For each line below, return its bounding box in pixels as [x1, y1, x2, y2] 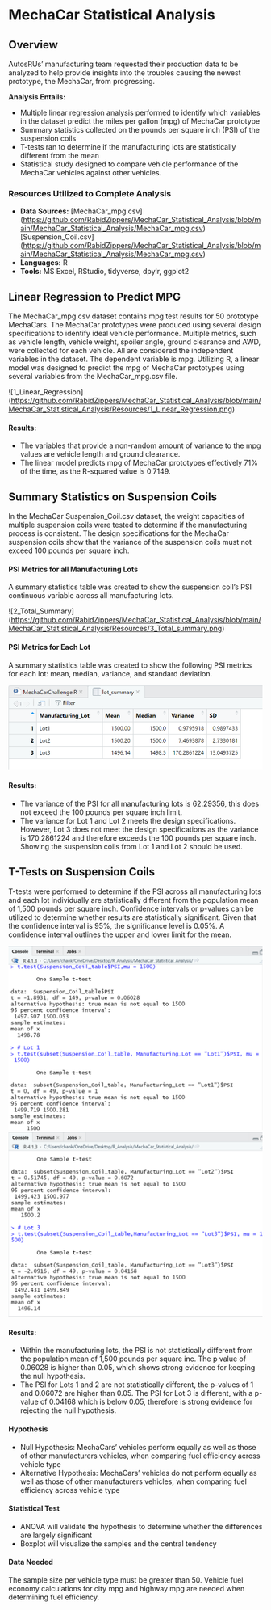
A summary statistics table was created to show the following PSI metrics [8, 660, 252, 670]
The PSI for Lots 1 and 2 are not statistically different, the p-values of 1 [19, 1380, 254, 1389]
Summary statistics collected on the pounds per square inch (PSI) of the [19, 125, 261, 134]
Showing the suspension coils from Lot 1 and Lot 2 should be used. [19, 841, 244, 851]
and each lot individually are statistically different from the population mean [8, 895, 260, 904]
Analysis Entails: [8, 92, 66, 102]
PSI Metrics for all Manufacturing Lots [8, 564, 139, 574]
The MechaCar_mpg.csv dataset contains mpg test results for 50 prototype [8, 311, 260, 321]
